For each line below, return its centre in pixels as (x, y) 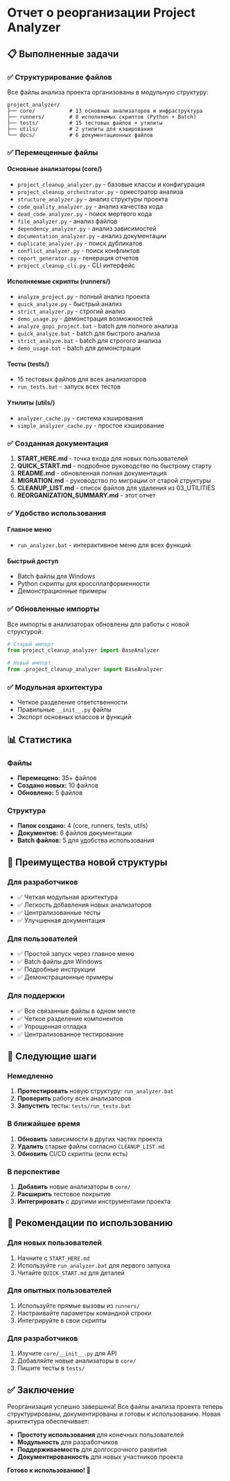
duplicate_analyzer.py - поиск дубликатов (80, 243)
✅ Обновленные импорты (53, 609)
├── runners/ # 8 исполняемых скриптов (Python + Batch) (102, 117)
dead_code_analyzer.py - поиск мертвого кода (85, 214)
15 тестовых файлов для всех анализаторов (82, 380)
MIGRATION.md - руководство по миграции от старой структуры (114, 480)
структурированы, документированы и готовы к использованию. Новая (114, 1414)
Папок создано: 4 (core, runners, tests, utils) (82, 826)
